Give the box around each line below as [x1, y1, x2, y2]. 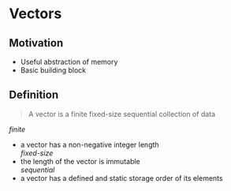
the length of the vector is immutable [20, 156, 140, 166]
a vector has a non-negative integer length [20, 140, 160, 149]
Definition [9, 88, 58, 102]
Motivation [9, 36, 64, 50]
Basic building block [20, 66, 86, 75]
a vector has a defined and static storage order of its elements [20, 173, 223, 182]
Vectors [9, 5, 62, 23]
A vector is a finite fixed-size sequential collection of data [28, 109, 216, 118]
